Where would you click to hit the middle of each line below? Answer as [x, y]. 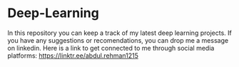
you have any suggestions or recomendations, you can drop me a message [118, 40]
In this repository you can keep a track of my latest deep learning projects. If [119, 33]
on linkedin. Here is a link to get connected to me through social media [111, 48]
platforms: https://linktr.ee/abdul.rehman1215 [73, 56]
